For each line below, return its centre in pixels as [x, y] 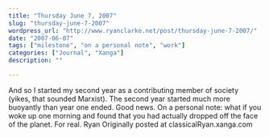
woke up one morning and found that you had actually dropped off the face [133, 115]
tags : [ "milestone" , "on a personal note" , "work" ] [97, 46]
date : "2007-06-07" [41, 38]
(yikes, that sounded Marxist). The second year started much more [120, 99]
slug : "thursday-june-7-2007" [59, 23]
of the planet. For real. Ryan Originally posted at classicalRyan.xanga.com [130, 124]
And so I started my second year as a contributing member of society [124, 90]
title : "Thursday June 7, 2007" [62, 16]
